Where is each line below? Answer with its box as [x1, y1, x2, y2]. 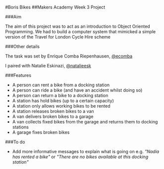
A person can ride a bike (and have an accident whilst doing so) [12, 87, 143, 93]
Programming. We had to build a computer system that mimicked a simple [5, 29, 156, 34]
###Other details [5, 44, 40, 49]
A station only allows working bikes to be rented [12, 103, 110, 109]
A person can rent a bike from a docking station [12, 82, 110, 88]
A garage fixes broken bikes [12, 129, 70, 135]
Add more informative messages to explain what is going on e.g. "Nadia [12, 149, 160, 154]
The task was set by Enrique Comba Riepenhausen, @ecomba [5, 53, 133, 59]
